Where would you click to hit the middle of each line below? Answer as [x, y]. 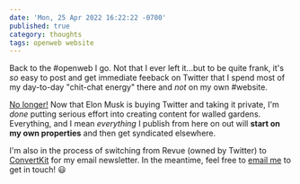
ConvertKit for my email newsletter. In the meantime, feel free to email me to [150, 160]
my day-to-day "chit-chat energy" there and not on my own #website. [138, 87]
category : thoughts [46, 34]
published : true [40, 26]
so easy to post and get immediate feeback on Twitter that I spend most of [147, 78]
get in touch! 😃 [38, 170]
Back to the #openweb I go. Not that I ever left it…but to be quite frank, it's [147, 68]
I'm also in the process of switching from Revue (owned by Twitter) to [138, 151]
